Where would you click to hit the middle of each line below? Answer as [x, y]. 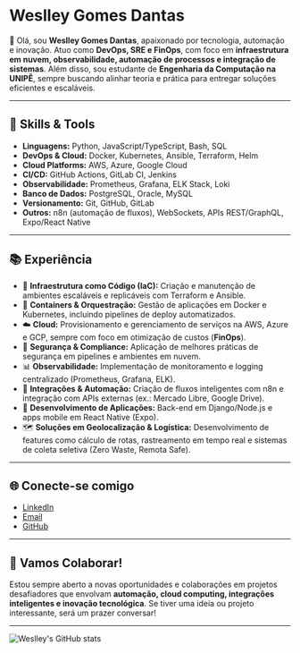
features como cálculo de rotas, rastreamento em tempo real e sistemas [154, 440]
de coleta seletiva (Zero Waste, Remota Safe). [106, 449]
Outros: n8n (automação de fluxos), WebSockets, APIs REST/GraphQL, [153, 212]
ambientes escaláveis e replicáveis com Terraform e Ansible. [134, 295]
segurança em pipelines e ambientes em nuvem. [111, 356]
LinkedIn [38, 507]
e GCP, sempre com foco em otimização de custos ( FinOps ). [134, 337]
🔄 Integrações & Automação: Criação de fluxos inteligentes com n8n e [153, 388]
